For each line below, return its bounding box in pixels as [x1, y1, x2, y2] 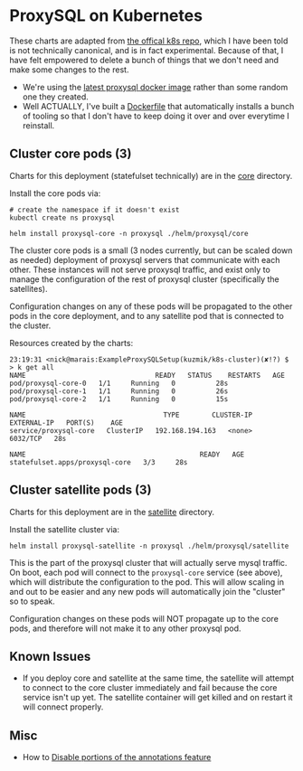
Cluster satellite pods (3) [9, 483, 152, 498]
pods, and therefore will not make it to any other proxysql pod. [9, 623, 241, 634]
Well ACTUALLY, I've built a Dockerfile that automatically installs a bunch [22, 100, 295, 111]
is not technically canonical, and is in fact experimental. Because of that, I [9, 44, 284, 55]
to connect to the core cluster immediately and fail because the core [22, 682, 278, 693]
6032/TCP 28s [9, 434, 67, 443]
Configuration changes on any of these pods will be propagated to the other [9, 300, 293, 312]
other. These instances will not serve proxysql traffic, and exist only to [9, 264, 271, 275]
